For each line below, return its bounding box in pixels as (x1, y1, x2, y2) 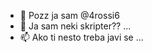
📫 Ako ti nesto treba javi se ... (19, 31, 144, 43)
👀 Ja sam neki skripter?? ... (19, 20, 132, 32)
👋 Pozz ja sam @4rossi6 (19, 10, 120, 21)
